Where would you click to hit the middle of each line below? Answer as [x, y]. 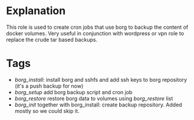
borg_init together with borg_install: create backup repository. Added [98, 105]
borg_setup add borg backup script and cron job [73, 92]
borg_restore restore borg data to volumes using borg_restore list [94, 98]
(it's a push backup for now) [49, 86]
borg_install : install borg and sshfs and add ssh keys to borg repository [101, 79]
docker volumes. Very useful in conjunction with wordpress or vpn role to [95, 33]
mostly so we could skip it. [47, 111]
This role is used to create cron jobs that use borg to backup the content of [97, 27]
